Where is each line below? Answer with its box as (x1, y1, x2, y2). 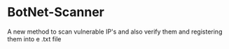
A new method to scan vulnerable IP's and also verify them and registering (7, 27, 223, 36)
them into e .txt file (7, 34, 62, 43)
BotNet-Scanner (7, 4, 105, 20)
